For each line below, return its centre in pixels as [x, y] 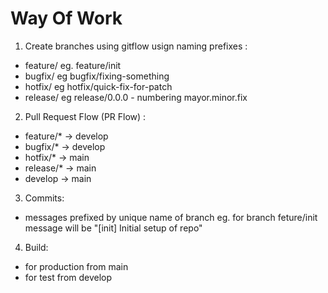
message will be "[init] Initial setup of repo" [113, 228]
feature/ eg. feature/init [73, 65]
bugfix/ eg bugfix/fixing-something [97, 76]
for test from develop [68, 277]
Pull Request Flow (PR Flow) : [85, 116]
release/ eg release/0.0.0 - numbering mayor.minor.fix [136, 97]
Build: [36, 247]
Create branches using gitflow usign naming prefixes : [136, 46]
